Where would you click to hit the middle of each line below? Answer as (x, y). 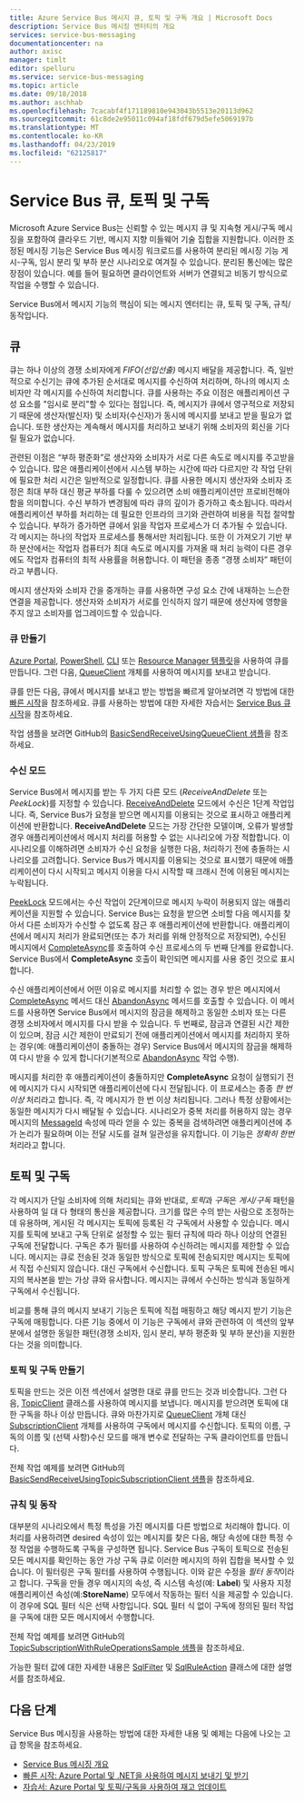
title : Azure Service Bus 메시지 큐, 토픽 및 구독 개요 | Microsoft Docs (141, 18)
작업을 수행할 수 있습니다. (54, 284)
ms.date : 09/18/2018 (49, 94)
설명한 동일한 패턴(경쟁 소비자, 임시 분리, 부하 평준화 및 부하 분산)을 (152, 1333)
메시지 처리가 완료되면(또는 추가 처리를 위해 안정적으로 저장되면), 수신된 (160, 936)
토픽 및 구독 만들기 (47, 1370)
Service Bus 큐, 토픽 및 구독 (110, 200)
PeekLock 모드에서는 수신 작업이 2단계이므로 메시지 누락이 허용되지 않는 (138, 901)
